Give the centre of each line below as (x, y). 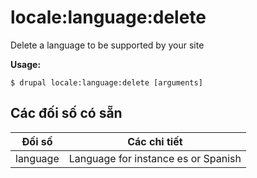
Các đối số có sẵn (66, 113)
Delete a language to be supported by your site (107, 45)
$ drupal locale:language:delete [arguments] (106, 82)
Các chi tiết (155, 141)
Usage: (26, 64)
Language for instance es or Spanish (155, 158)
